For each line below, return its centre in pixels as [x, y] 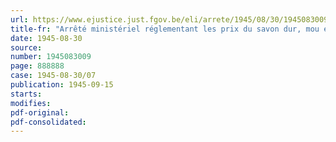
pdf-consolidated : [48, 122]
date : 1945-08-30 [46, 38]
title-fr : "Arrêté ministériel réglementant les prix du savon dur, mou [165, 29]
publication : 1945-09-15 [62, 85]
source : [26, 47]
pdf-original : [40, 112]
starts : [26, 94]
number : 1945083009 [51, 57]
